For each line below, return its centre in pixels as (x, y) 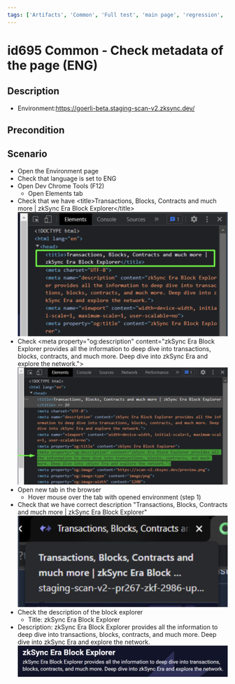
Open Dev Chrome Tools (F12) (61, 185)
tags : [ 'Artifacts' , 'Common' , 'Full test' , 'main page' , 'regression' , (115, 15)
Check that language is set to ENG (67, 178)
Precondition (36, 130)
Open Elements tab (55, 193)
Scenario (27, 154)
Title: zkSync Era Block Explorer (74, 619)
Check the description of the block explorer (80, 612)
